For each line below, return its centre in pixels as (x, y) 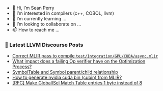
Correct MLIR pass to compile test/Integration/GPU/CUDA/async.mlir (85, 56)
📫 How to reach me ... (36, 30)
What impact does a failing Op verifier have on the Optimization (79, 62)
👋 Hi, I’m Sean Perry (33, 8)
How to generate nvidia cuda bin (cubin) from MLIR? (67, 78)
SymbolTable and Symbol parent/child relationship (65, 72)
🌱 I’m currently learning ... (39, 19)
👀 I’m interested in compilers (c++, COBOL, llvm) (63, 13)
